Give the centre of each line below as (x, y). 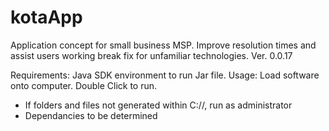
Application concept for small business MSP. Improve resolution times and (163, 45)
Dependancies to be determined (91, 115)
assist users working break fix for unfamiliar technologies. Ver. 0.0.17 (151, 55)
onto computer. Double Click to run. (84, 85)
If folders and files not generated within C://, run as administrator (158, 105)
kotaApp (46, 17)
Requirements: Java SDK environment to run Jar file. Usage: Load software (165, 75)
